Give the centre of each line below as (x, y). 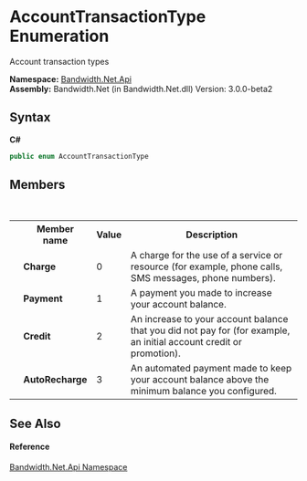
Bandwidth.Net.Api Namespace (69, 467)
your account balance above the (200, 380)
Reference (30, 447)
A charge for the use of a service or (207, 256)
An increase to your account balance (210, 319)
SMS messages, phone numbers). (203, 278)
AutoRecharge (55, 380)
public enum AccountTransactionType (79, 156)
